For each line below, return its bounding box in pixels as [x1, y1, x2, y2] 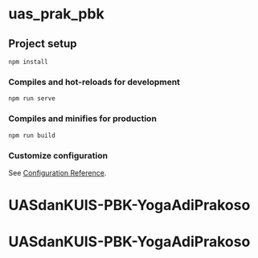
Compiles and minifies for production [8, 113, 157, 124]
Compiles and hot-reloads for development [8, 76, 181, 87]
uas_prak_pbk [8, 5, 104, 23]
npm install [8, 58, 48, 66]
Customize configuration [8, 150, 109, 161]
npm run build [8, 131, 56, 139]
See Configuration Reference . [8, 167, 107, 177]
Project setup [8, 37, 78, 50]
